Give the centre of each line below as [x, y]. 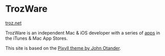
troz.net [14, 23]
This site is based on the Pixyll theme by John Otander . [63, 48]
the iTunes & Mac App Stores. [37, 38]
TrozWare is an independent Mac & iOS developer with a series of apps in [83, 33]
